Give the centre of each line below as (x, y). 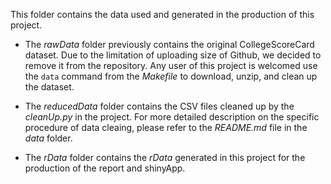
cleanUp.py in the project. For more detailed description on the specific (172, 117)
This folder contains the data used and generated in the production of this (162, 14)
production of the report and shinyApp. (105, 168)
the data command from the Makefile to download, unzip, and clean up (171, 76)
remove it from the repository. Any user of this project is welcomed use (171, 65)
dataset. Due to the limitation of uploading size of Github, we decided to (173, 55)
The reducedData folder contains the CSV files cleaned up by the (159, 106)
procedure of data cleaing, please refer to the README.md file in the (166, 127)
